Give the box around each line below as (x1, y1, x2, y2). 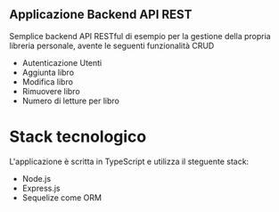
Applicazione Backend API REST (9, 7, 193, 22)
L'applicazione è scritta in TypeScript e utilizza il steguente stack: (9, 156, 250, 167)
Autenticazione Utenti (21, 57, 103, 68)
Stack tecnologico (9, 126, 147, 146)
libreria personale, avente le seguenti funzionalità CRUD (9, 40, 215, 51)
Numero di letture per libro (21, 95, 120, 106)
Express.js (21, 183, 61, 193)
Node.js (21, 173, 52, 183)
